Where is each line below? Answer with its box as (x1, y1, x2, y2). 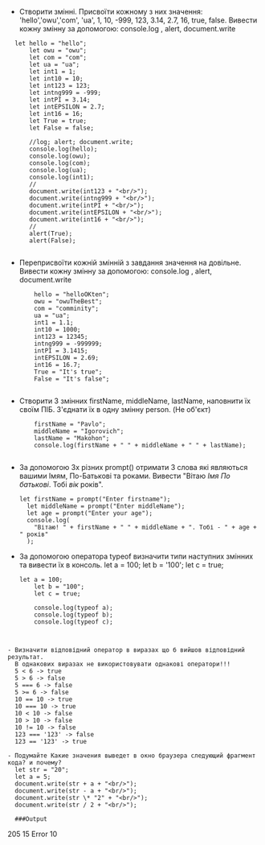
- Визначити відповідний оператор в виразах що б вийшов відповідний (7, 646, 246, 654)
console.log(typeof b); (34, 611, 113, 619)
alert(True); (28, 229, 73, 237)
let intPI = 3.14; (28, 96, 91, 104)
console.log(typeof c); (34, 618, 113, 626)
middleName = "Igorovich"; (34, 427, 124, 435)
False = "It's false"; (34, 375, 110, 383)
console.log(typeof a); (34, 604, 113, 612)
